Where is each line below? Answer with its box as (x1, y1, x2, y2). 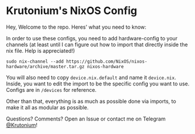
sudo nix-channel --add (6, 59, 64, 64)
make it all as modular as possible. (6, 104, 89, 111)
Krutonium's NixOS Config (6, 4, 137, 18)
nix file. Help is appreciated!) (6, 47, 75, 54)
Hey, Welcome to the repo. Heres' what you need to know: (6, 23, 147, 30)
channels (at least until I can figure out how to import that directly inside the (6, 41, 188, 48)
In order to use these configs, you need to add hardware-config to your (6, 35, 178, 42)
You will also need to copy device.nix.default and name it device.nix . (6, 74, 176, 81)
